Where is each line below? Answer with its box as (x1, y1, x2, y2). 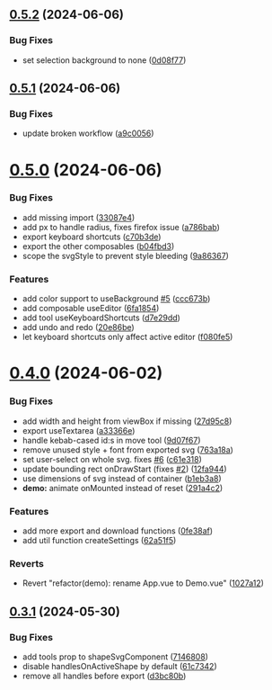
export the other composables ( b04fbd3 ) (22, 240, 175, 251)
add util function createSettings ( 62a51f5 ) (22, 534, 177, 545)
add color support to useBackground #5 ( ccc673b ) (22, 293, 211, 304)
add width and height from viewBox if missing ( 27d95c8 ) (22, 416, 233, 426)
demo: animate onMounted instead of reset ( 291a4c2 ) (22, 482, 224, 493)
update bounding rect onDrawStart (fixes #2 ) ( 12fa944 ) (22, 463, 227, 474)
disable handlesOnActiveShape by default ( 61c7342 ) (22, 660, 217, 671)
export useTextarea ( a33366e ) (22, 425, 136, 435)
